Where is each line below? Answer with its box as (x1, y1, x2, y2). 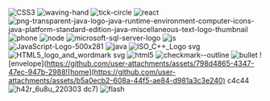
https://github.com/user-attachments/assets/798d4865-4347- (46, 59, 255, 68)
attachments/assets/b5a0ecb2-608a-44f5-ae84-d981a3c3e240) (8, 76, 226, 85)
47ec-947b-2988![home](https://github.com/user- (8, 67, 176, 76)
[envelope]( (8, 59, 47, 68)
